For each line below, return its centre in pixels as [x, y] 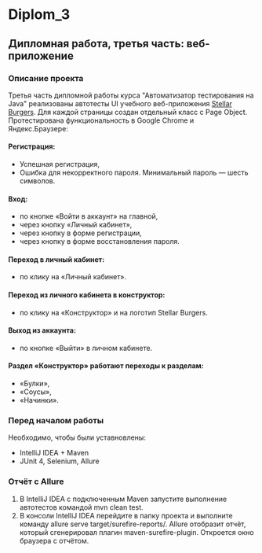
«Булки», [35, 384]
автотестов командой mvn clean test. [81, 507]
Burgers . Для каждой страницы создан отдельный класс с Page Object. [128, 112]
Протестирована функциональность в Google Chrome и [101, 120]
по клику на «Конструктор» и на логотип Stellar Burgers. [113, 312]
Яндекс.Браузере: [38, 128]
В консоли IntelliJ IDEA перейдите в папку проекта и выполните [126, 515]
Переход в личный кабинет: [56, 259]
